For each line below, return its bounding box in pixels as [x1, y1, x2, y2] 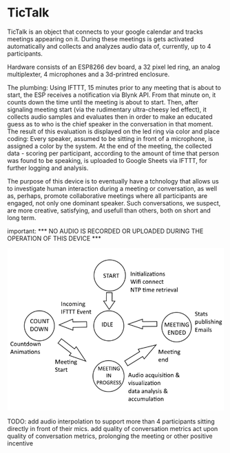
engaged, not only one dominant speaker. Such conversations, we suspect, [7, 199, 221, 207]
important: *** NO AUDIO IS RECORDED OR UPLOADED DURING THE [7, 227, 204, 235]
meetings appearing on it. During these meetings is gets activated [7, 34, 194, 43]
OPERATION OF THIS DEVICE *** [7, 234, 102, 242]
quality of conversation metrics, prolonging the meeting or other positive [7, 432, 213, 440]
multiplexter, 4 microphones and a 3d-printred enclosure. [7, 70, 170, 78]
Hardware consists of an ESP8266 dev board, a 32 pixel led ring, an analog [7, 63, 220, 71]
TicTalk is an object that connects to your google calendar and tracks [7, 27, 203, 36]
